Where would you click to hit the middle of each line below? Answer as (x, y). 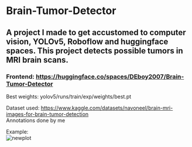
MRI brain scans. (37, 60)
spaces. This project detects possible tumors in (95, 51)
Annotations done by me (36, 120)
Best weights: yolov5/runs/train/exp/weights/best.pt (69, 96)
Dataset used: (23, 108)
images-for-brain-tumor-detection (47, 114)
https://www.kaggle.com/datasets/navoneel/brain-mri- (107, 108)
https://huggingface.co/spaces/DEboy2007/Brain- (110, 76)
